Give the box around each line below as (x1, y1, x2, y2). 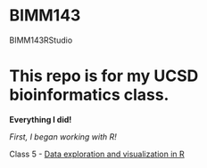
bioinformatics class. (9, 85, 170, 105)
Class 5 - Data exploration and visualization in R (9, 148, 185, 159)
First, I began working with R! (9, 131, 118, 142)
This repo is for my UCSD (9, 66, 199, 86)
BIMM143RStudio (9, 35, 73, 45)
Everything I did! (9, 114, 72, 124)
